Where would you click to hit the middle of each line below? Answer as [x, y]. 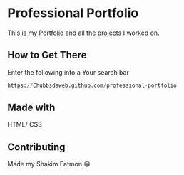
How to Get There [47, 55]
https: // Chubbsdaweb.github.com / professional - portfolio [92, 85]
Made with [31, 108]
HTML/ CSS [25, 124]
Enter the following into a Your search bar [68, 72]
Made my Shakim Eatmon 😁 [49, 164]
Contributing [36, 147]
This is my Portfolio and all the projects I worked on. [83, 33]
